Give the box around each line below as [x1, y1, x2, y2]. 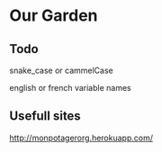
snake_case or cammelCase [9, 65, 114, 76]
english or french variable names [9, 83, 132, 93]
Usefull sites [9, 109, 81, 124]
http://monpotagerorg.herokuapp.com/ [9, 132, 153, 143]
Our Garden [9, 5, 98, 26]
